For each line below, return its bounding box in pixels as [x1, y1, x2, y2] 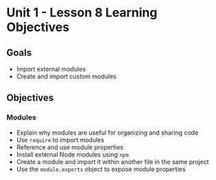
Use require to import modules [16, 135, 104, 144]
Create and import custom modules [16, 72, 117, 80]
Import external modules [16, 65, 86, 73]
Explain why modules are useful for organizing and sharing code [16, 128, 199, 137]
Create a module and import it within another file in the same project [16, 157, 210, 166]
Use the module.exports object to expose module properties [16, 165, 186, 173]
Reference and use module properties [16, 143, 124, 151]
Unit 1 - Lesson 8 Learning [6, 5, 158, 21]
